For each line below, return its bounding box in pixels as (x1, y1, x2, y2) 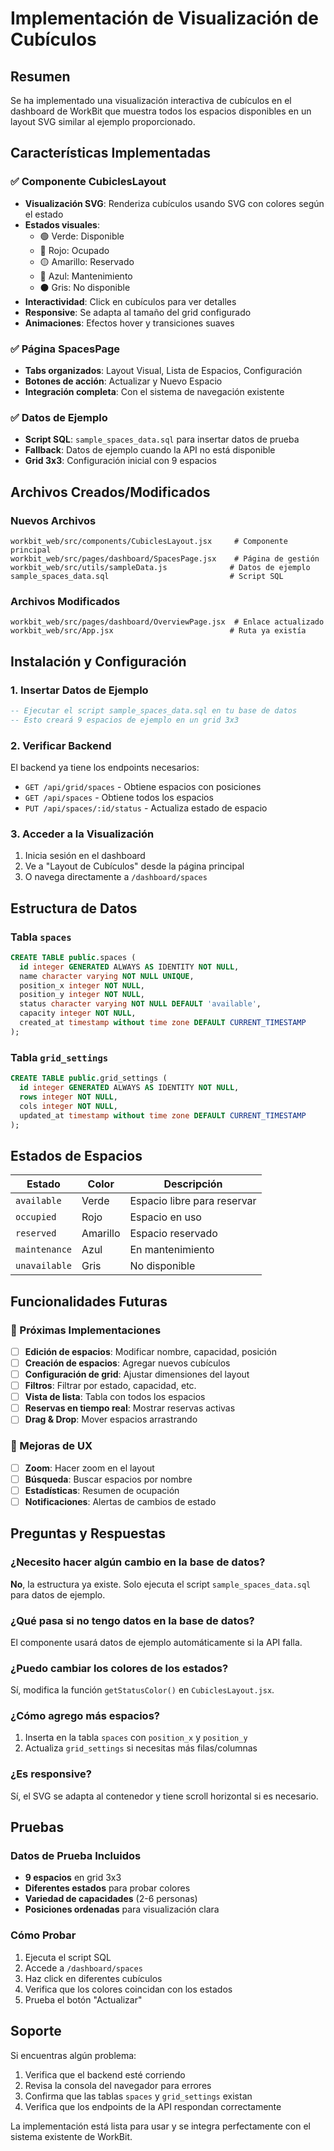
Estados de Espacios (10, 1147, 143, 1164)
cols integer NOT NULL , (19, 1101, 118, 1111)
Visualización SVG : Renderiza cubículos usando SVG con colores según (24, 197, 325, 209)
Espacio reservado (129, 1227, 218, 1241)
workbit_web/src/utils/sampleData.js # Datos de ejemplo (10, 562, 311, 572)
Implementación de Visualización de (10, 7, 319, 30)
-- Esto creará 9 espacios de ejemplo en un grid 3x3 (10, 715, 240, 725)
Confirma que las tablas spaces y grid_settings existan (24, 2090, 253, 2102)
